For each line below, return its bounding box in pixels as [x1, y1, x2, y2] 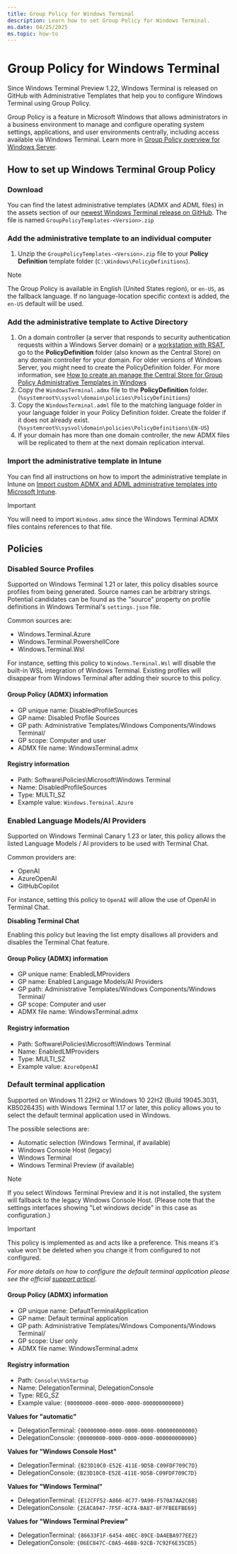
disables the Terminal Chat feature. [7, 938, 110, 947]
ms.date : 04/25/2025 [7, 23, 69, 30]
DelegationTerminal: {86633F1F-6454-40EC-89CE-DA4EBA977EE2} [17, 1531, 198, 1540]
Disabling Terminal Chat [7, 917, 80, 925]
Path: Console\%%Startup [17, 1376, 89, 1385]
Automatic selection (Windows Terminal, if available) [17, 1138, 171, 1147]
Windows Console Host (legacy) [17, 1145, 112, 1154]
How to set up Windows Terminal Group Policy [7, 164, 216, 176]
